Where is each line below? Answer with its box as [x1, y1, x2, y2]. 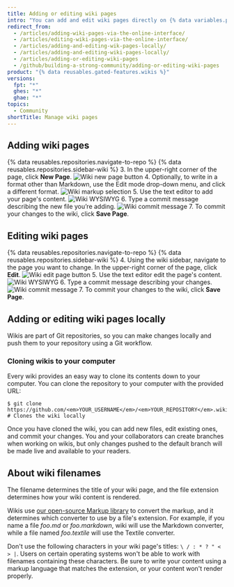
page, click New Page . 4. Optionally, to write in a [7, 173, 218, 181]
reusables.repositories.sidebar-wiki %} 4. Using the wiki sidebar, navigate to [7, 256, 226, 265]
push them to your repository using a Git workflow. [7, 339, 153, 347]
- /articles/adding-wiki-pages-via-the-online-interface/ [13, 29, 186, 37]
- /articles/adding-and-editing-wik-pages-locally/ [13, 42, 167, 49]
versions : [7, 75, 36, 82]
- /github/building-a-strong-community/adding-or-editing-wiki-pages [13, 62, 219, 69]
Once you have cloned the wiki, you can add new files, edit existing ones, [7, 425, 218, 433]
